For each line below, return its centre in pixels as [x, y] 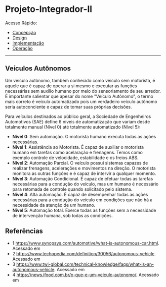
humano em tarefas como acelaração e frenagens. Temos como [78, 152]
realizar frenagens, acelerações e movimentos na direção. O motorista [84, 168]
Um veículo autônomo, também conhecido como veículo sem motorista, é [80, 80]
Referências [24, 231]
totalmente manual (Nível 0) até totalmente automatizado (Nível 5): [73, 127]
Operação [22, 48]
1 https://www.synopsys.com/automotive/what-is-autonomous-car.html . [86, 243]
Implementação [28, 43]
